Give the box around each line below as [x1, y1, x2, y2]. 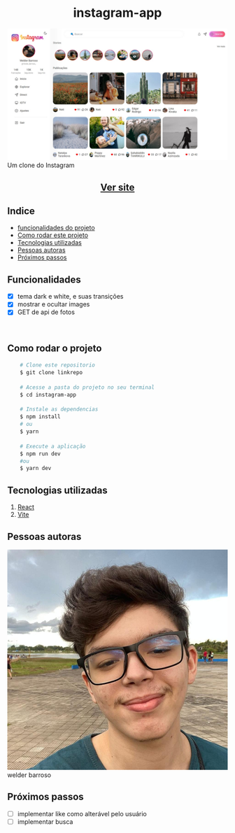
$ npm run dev [20, 450, 61, 457]
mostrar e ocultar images [17, 300, 90, 308]
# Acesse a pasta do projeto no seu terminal [20, 383, 155, 391]
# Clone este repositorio [20, 362, 96, 369]
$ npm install [20, 413, 61, 420]
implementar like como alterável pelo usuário [17, 809, 147, 818]
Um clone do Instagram [7, 161, 75, 169]
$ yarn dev [20, 465, 52, 472]
